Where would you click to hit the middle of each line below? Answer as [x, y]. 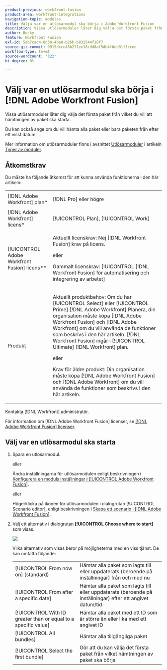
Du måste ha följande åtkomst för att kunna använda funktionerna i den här [82, 177]
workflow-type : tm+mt [28, 51]
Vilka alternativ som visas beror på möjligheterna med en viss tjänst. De [85, 548]
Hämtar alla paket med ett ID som [118, 613]
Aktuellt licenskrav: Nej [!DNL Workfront [99, 238]
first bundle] [29, 657]
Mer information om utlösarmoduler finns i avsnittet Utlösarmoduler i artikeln [83, 144]
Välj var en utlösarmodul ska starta [60, 442]
